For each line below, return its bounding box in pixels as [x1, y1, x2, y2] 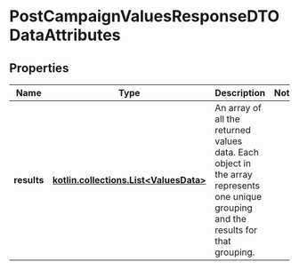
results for [214, 224, 258, 236]
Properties [9, 60, 69, 75]
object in [214, 157, 252, 170]
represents [214, 179, 261, 192]
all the [214, 113, 240, 125]
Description [214, 87, 265, 99]
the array [214, 169, 253, 180]
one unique [214, 191, 263, 202]
